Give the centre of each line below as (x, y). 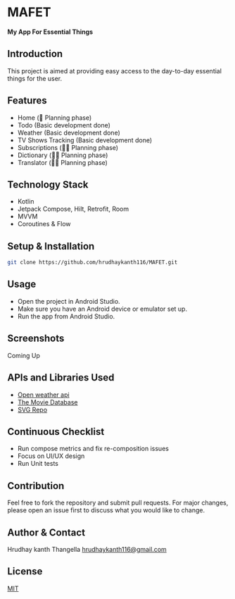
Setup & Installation (51, 246)
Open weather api (43, 395)
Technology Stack (48, 184)
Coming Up (24, 355)
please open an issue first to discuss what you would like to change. (106, 510)
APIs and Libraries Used (61, 378)
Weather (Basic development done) (69, 132)
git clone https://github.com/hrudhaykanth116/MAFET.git (93, 263)
